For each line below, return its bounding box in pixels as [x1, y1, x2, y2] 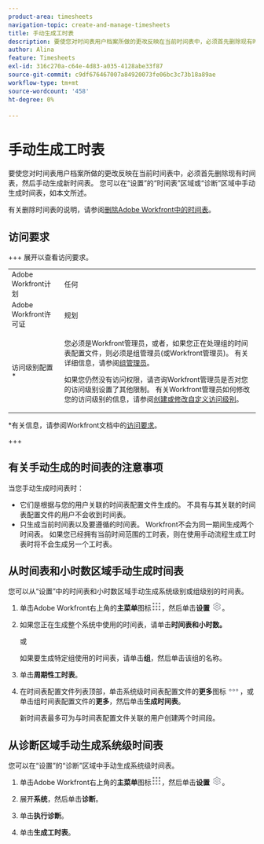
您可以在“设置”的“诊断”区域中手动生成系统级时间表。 [8, 761, 179, 770]
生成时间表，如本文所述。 [8, 189, 91, 198]
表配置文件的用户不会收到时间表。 [19, 509, 130, 519]
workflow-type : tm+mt [8, 79, 79, 86]
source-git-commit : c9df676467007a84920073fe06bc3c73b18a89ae [8, 71, 216, 79]
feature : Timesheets [8, 54, 76, 62]
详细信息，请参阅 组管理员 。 [64, 358, 155, 368]
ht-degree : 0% [8, 95, 55, 104]
